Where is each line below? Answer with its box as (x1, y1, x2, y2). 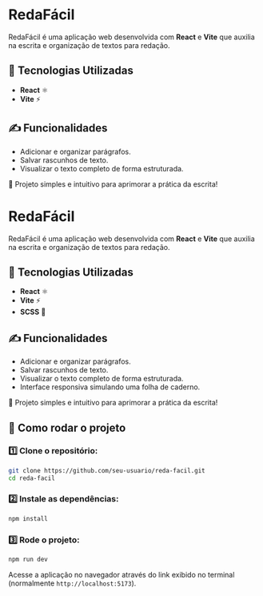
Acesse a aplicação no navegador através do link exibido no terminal (8, 570, 235, 579)
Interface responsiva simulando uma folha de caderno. (19, 382, 201, 392)
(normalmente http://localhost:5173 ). (8, 578, 137, 588)
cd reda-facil (8, 474, 56, 482)
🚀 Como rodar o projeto (8, 421, 126, 434)
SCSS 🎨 (19, 307, 46, 317)
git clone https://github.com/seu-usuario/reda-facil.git (8, 466, 205, 474)
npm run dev (8, 555, 48, 564)
